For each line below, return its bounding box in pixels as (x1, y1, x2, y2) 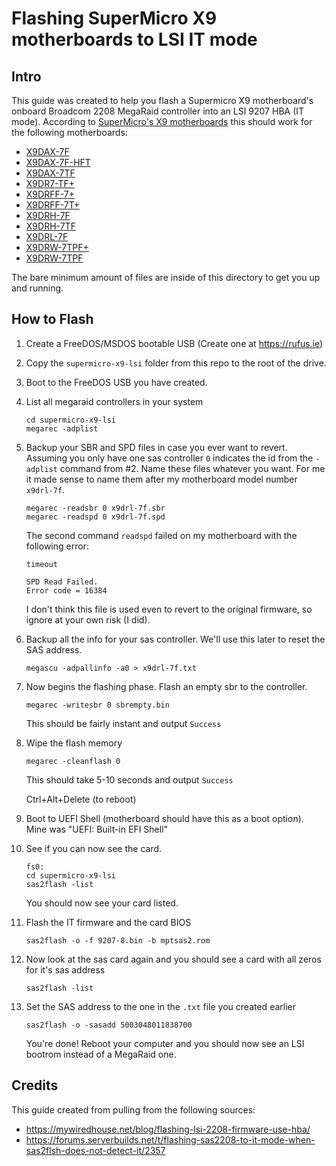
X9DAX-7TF (25, 167, 76, 179)
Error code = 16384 (25, 585, 108, 596)
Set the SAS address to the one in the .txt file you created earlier (25, 1000, 296, 1012)
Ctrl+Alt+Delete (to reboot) (25, 793, 137, 805)
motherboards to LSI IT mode (11, 28, 258, 51)
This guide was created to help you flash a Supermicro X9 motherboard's (11, 95, 314, 106)
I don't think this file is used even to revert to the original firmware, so (25, 603, 313, 615)
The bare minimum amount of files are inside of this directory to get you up (11, 272, 321, 283)
